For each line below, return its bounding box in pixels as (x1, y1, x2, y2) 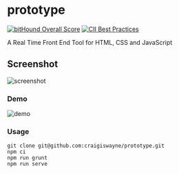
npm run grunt (7, 155, 48, 162)
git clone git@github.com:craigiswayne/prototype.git (7, 142, 165, 150)
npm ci (7, 148, 26, 155)
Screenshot (7, 58, 59, 70)
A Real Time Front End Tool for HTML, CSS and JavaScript (7, 38, 173, 46)
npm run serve (7, 161, 48, 168)
